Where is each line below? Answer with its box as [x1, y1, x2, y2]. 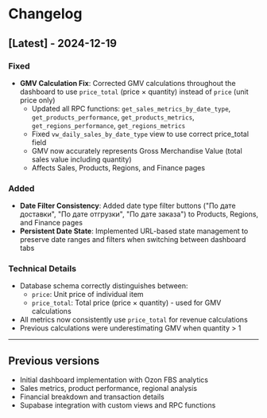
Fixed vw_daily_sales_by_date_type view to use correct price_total [31, 129, 249, 139]
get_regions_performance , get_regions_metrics [31, 120, 186, 130]
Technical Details [8, 264, 77, 275]
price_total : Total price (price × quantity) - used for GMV [31, 298, 222, 307]
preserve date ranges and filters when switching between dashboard [19, 235, 246, 244]
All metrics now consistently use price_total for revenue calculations [19, 315, 248, 325]
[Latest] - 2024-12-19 [8, 37, 118, 50]
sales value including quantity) [31, 154, 133, 164]
